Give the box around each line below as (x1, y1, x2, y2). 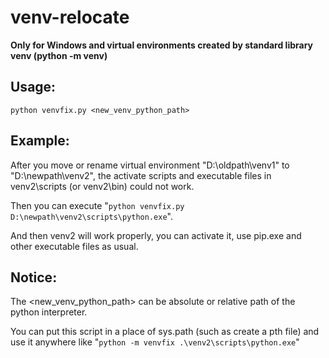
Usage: (10, 79, 57, 96)
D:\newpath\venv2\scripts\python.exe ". (10, 210, 173, 222)
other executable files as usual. (10, 240, 139, 252)
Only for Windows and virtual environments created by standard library (10, 39, 313, 51)
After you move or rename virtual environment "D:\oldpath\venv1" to (10, 159, 290, 171)
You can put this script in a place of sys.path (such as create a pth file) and (10, 326, 320, 338)
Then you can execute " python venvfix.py (10, 199, 185, 211)
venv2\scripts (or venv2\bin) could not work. (10, 180, 195, 192)
